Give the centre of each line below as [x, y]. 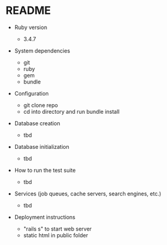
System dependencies [42, 51]
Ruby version [31, 27]
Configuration [31, 93]
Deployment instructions [45, 217]
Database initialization [42, 146]
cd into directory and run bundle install [71, 111]
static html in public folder [56, 235]
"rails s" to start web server [57, 229]
